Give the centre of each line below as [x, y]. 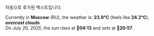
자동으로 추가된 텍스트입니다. [33, 7]
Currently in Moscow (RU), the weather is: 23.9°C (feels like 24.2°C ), [77, 17]
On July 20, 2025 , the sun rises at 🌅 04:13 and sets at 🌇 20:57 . [69, 28]
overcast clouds [23, 22]
